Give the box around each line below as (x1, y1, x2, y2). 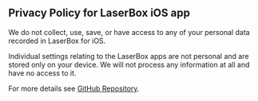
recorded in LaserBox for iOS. (8, 36, 106, 45)
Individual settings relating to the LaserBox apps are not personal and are (8, 51, 249, 60)
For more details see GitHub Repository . (8, 84, 140, 93)
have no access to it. (8, 68, 77, 78)
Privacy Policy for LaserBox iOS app (8, 6, 190, 20)
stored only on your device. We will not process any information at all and (8, 60, 250, 69)
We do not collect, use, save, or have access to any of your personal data (8, 27, 250, 37)
